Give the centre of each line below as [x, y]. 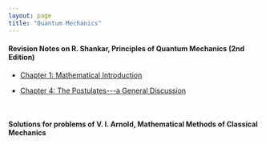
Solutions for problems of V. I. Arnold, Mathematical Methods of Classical [133, 124]
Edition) [22, 58]
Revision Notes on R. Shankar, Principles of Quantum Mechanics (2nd [127, 49]
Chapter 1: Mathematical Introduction [81, 75]
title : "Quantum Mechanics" [55, 23]
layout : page [30, 16]
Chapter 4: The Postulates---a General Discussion [103, 90]
